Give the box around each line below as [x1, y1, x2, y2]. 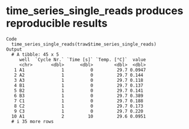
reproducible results [6, 16, 108, 30]
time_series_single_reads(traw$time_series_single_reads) [11, 41, 157, 47]
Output [6, 46, 22, 52]
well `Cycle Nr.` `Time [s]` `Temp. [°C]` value [19, 57, 146, 62]
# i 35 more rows [11, 118, 54, 124]
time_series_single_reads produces [6, 4, 184, 18]
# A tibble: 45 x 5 [11, 51, 59, 57]
